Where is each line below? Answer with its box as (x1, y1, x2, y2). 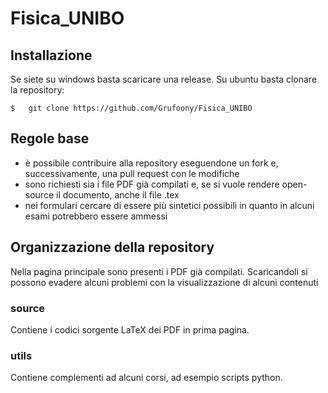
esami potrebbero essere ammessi (24, 210, 168, 222)
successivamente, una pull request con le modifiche (24, 167, 240, 179)
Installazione (10, 47, 93, 64)
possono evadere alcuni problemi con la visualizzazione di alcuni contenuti (10, 276, 319, 288)
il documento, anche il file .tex (55, 188, 180, 201)
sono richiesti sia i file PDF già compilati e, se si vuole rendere (24, 178, 280, 190)
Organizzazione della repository (10, 239, 215, 256)
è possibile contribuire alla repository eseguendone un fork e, (24, 157, 279, 169)
